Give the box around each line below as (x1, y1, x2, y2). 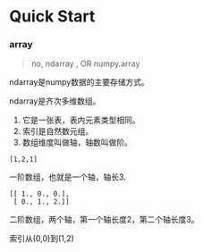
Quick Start (9, 6, 96, 27)
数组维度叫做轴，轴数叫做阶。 (21, 137, 132, 148)
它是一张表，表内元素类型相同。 (21, 114, 140, 126)
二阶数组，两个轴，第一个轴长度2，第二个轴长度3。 (9, 214, 199, 225)
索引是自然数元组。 (21, 126, 94, 137)
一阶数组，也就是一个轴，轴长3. (9, 172, 127, 182)
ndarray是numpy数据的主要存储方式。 (9, 77, 149, 88)
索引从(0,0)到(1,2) (9, 233, 74, 244)
